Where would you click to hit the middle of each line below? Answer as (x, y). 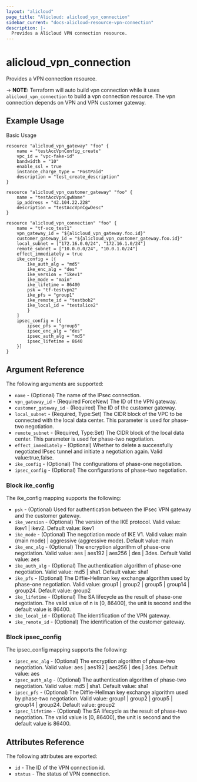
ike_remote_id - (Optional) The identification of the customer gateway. (100, 622)
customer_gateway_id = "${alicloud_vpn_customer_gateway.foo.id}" (100, 239)
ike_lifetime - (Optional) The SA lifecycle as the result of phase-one (98, 596)
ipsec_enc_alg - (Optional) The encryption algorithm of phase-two (95, 661)
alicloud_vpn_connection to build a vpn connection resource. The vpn (91, 96)
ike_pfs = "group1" (51, 295)
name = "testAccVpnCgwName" (51, 197)
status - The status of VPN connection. (62, 774)
